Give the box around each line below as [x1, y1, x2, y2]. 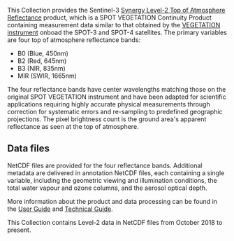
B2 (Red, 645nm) [17, 57, 67, 65]
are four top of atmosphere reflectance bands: [7, 36, 141, 44]
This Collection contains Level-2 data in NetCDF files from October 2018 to [7, 218, 223, 226]
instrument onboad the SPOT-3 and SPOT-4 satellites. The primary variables [7, 28, 227, 36]
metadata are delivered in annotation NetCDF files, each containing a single [7, 168, 225, 177]
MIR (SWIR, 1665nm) [17, 71, 77, 80]
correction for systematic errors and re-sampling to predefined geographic [7, 108, 223, 116]
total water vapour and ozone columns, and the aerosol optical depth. [7, 184, 207, 192]
